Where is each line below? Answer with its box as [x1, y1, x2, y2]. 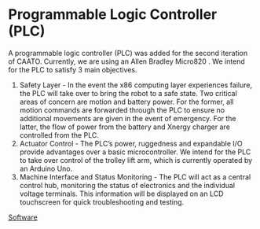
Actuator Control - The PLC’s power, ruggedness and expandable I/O [19, 139, 243, 148]
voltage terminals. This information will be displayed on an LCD [19, 189, 224, 198]
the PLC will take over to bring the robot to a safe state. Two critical [19, 88, 237, 98]
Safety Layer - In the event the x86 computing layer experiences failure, [19, 80, 253, 90]
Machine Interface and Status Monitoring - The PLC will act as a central [19, 172, 251, 182]
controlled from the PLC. [19, 130, 100, 139]
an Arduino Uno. [19, 164, 73, 173]
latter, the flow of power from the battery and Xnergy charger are [19, 122, 230, 131]
